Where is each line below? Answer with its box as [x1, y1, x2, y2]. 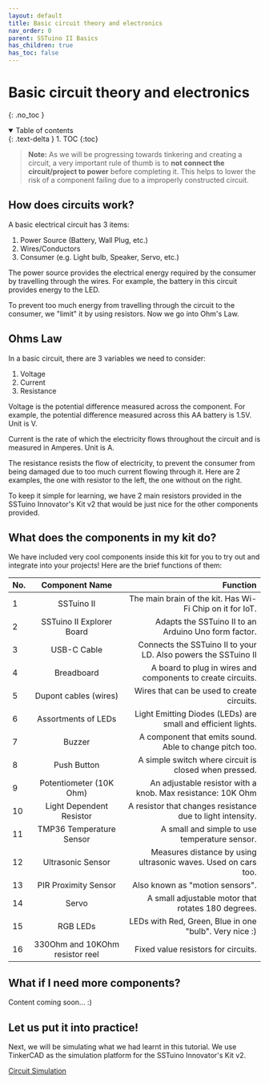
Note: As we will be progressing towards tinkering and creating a [27, 149, 243, 159]
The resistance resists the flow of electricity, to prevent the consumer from [8, 458, 255, 467]
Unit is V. [8, 418, 38, 428]
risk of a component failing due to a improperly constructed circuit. [27, 175, 250, 184]
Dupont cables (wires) [34, 690, 118, 701]
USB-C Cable [50, 645, 102, 656]
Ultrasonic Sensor [42, 857, 110, 868]
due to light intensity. [178, 810, 257, 822]
